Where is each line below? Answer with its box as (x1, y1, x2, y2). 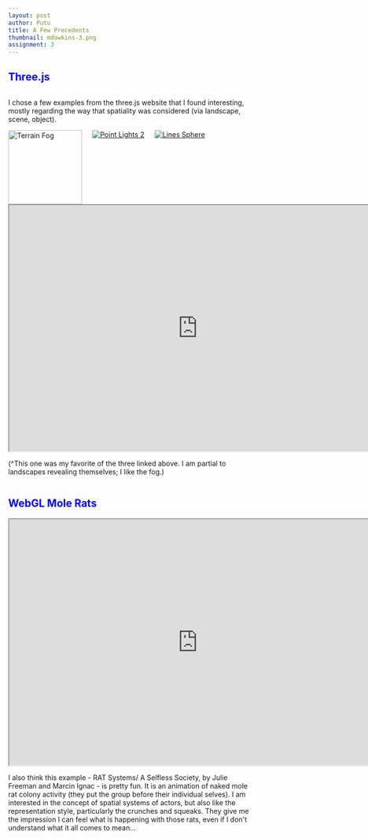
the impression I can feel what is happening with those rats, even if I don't (8, 815, 248, 824)
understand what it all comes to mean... (8, 822, 136, 832)
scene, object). (8, 114, 57, 124)
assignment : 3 (8, 41, 55, 49)
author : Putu (8, 19, 51, 27)
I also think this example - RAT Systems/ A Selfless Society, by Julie (8, 773, 228, 782)
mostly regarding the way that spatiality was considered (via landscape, (8, 106, 241, 115)
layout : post (8, 11, 51, 20)
